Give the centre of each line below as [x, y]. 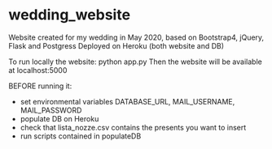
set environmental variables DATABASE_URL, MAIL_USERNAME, [127, 101]
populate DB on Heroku [59, 118]
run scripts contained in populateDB [81, 136]
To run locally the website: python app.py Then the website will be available [135, 62]
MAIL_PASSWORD [51, 110]
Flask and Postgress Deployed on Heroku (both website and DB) [116, 45]
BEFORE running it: [40, 86]
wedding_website [70, 15]
